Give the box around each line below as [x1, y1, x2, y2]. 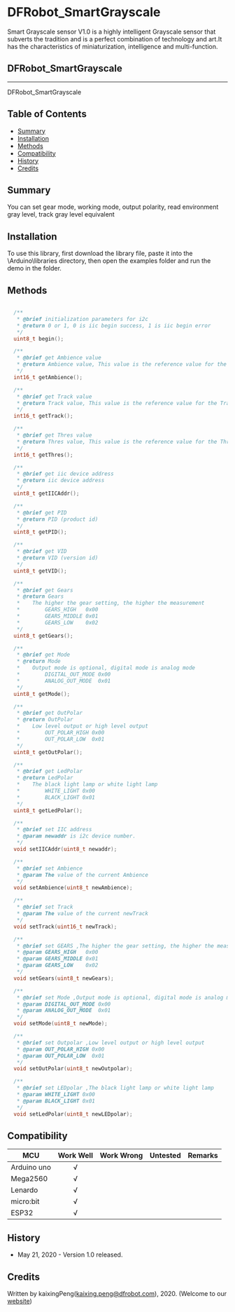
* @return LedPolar [16, 774, 73, 781]
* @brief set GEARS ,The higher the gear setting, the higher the [16, 942, 215, 950]
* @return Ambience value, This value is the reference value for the [16, 361, 227, 368]
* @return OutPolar [16, 716, 73, 723]
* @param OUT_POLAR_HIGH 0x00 [16, 1046, 105, 1053]
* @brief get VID [16, 548, 68, 555]
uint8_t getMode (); [13, 690, 71, 697]
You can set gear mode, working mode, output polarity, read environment [7, 203, 219, 211]
